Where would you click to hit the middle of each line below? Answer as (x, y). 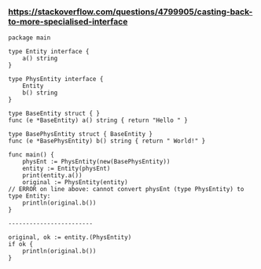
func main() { (31, 155)
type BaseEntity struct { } (54, 114)
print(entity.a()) (52, 175)
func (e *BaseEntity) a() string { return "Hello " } (98, 120)
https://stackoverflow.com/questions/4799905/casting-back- (130, 12)
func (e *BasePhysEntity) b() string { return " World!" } (107, 141)
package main (29, 38)
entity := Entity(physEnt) (66, 169)
